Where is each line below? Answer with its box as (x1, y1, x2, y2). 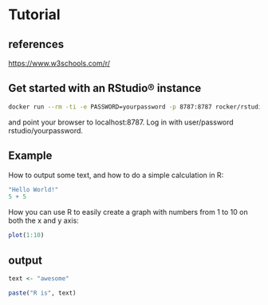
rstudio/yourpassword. (8, 125, 84, 135)
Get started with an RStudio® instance (8, 81, 202, 95)
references (8, 38, 65, 51)
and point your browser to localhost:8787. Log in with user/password (8, 117, 234, 127)
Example (8, 149, 53, 163)
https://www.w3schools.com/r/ (8, 58, 110, 68)
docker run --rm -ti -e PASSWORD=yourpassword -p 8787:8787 (8, 102, 213, 111)
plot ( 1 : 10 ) (8, 232, 45, 240)
